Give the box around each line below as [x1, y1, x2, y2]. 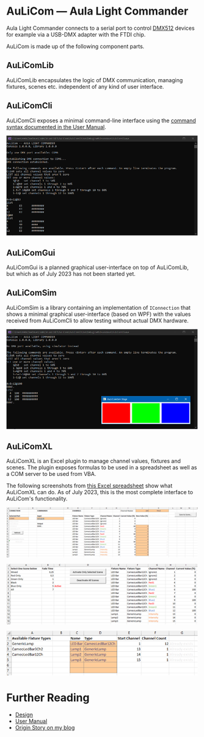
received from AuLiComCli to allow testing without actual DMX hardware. [6, 316, 189, 324]
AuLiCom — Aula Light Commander [6, 4, 189, 18]
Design [15, 711, 33, 718]
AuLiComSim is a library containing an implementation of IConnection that [6, 304, 191, 311]
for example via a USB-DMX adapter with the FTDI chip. [6, 30, 146, 38]
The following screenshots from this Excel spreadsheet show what [6, 482, 173, 489]
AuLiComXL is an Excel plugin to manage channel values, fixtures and [6, 458, 181, 465]
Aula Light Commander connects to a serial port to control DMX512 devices [6, 24, 195, 32]
